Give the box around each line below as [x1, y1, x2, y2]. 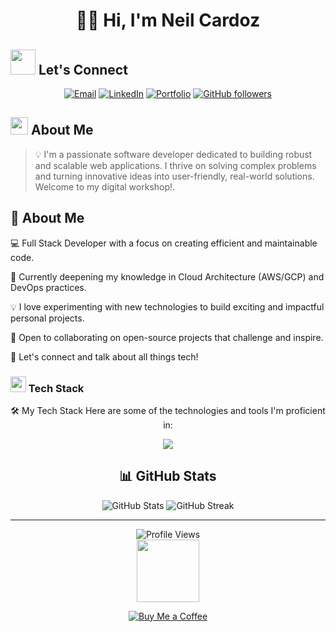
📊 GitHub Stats [119, 468, 217, 485]
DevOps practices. [10, 281, 87, 293]
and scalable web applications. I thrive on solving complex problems [34, 159, 317, 171]
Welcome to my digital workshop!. [34, 180, 176, 193]
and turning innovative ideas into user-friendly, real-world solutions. [34, 170, 315, 182]
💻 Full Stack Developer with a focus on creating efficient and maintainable [10, 237, 318, 249]
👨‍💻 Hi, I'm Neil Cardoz [75, 9, 261, 32]
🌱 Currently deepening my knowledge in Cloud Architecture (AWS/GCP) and [10, 270, 325, 283]
